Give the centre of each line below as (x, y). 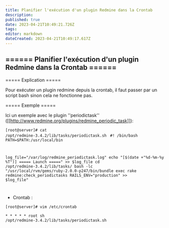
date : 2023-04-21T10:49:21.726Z (40, 24)
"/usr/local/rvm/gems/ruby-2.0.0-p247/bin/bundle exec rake (71, 171)
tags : (11, 29)
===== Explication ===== (33, 80)
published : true (23, 20)
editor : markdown (24, 34)
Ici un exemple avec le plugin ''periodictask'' (52, 115)
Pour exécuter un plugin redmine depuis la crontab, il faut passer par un (81, 90)
